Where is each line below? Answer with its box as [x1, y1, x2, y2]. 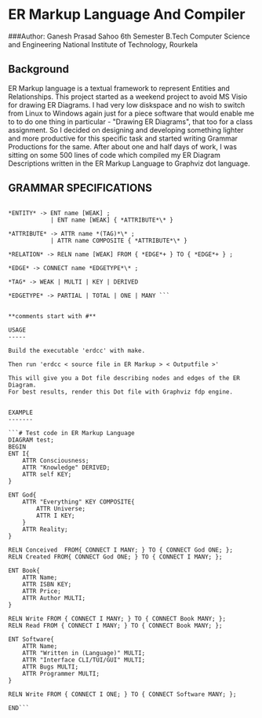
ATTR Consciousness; [22, 456, 89, 464]
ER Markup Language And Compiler [8, 5, 246, 24]
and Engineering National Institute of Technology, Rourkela [8, 39, 198, 49]
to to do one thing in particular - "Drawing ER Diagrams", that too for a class [8, 116, 253, 126]
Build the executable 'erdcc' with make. [8, 346, 146, 354]
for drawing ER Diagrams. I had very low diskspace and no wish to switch [8, 100, 246, 109]
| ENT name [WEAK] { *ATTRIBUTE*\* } [49, 216, 174, 224]
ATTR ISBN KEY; [22, 580, 72, 588]
